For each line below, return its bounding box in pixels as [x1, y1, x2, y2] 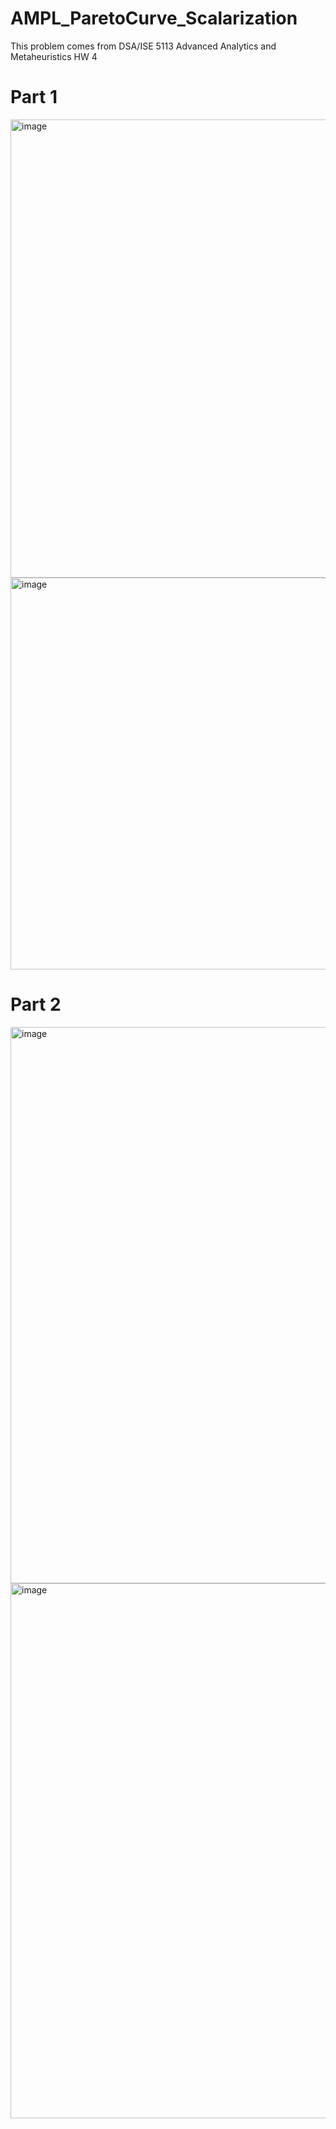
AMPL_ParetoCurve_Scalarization [10, 7, 298, 30]
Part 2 [10, 993, 62, 1016]
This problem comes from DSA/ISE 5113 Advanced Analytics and [10, 40, 277, 52]
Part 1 [10, 86, 58, 109]
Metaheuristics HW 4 [10, 50, 98, 62]
